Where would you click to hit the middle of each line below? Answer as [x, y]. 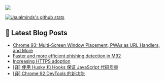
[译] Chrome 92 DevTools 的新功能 [49, 73]
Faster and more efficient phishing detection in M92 [67, 56]
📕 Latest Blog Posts [36, 33]
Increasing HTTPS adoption [41, 61]
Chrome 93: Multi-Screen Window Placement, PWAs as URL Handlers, [86, 45]
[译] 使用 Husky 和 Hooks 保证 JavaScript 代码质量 [65, 67]
